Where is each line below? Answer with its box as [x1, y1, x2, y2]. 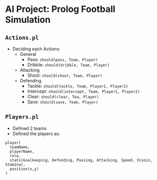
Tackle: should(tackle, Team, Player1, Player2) [27, 83, 129, 89]
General [19, 51, 36, 57]
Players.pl [5, 113, 39, 121]
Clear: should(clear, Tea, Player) [27, 94, 99, 99]
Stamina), [5, 162, 26, 167]
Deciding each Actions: [12, 46, 61, 52]
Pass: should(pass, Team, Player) [27, 56, 98, 62]
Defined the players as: [12, 131, 60, 137]
